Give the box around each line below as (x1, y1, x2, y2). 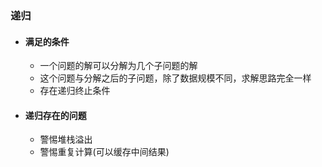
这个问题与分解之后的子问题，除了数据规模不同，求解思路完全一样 (39, 72, 312, 84)
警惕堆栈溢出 (39, 133, 93, 146)
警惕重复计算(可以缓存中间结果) (39, 146, 170, 158)
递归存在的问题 (24, 109, 87, 121)
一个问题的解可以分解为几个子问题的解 (39, 60, 198, 72)
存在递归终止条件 (39, 85, 111, 97)
